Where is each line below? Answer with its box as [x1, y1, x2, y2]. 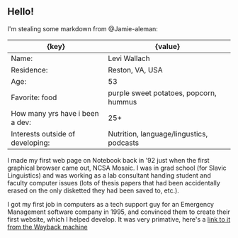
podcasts [108, 138, 140, 148]
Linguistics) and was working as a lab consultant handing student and [7, 171, 211, 180]
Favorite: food [11, 92, 57, 102]
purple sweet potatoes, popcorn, [108, 88, 217, 98]
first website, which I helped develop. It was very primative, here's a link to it [7, 215, 231, 223]
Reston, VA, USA [108, 65, 163, 75]
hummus [108, 97, 137, 107]
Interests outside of [11, 129, 76, 139]
